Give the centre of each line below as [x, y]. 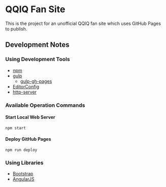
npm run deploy [21, 150]
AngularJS [23, 179]
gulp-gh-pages [36, 81]
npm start [16, 128]
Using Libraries [24, 163]
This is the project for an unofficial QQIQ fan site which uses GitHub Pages [83, 23]
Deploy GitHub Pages [28, 139]
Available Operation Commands [45, 105]
